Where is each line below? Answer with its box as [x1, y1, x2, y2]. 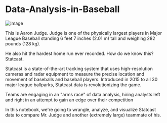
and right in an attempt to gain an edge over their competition [5, 97, 133, 103]
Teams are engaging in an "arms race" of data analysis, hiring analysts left [5, 91, 160, 97]
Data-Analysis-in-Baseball [5, 4, 120, 15]
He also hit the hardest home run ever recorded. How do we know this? [5, 50, 154, 56]
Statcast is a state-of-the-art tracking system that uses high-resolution [5, 66, 153, 72]
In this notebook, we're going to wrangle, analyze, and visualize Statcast [5, 106, 156, 112]
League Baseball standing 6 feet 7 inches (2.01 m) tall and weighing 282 [5, 35, 155, 41]
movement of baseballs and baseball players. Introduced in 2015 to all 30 [5, 76, 158, 82]
